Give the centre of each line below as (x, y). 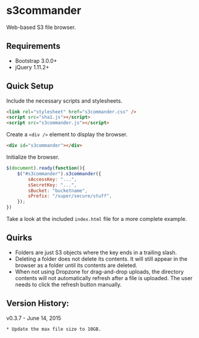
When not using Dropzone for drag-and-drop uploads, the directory (99, 272)
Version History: (38, 303)
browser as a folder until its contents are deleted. (76, 265)
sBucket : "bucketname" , (58, 191)
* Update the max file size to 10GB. (54, 329)
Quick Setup (30, 86)
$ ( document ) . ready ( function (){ (46, 168)
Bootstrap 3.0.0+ (36, 60)
